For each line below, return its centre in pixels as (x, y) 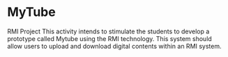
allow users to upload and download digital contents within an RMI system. (114, 46)
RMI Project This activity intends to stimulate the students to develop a (108, 31)
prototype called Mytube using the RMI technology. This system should (110, 38)
